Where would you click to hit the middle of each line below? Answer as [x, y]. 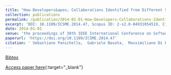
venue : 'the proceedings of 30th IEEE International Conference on [78, 33]
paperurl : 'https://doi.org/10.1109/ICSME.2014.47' [61, 39]
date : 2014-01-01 [24, 29]
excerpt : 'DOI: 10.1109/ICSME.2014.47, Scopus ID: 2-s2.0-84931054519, [83, 24]
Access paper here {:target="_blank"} [44, 67]
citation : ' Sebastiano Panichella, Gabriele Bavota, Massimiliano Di [84, 43]
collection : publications [33, 15]
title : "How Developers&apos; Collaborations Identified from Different [84, 10]
